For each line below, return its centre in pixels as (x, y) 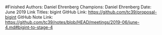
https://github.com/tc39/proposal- (123, 12)
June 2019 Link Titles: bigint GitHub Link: (46, 12)
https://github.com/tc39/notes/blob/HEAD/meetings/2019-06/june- (72, 22)
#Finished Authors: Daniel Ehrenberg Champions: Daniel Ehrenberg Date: (78, 7)
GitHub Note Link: (35, 17)
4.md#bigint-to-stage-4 (29, 27)
